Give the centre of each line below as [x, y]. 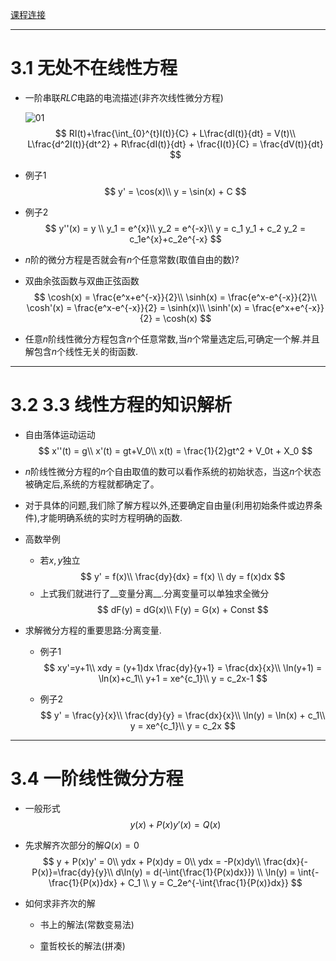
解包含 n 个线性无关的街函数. [81, 351]
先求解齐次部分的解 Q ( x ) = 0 [82, 845]
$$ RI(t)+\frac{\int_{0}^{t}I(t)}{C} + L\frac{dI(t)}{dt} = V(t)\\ [175, 133]
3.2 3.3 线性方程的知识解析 [121, 405]
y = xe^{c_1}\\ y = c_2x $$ [182, 725]
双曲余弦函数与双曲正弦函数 [82, 280]
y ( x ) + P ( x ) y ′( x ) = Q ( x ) [175, 824]
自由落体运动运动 [60, 434]
